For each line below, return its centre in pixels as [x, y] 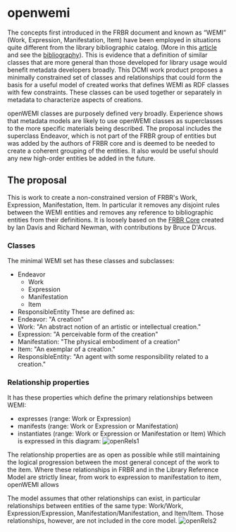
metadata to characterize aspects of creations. [75, 99]
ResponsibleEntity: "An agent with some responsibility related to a [113, 357]
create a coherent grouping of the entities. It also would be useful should [113, 151]
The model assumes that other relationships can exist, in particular [104, 498]
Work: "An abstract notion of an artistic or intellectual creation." [109, 327]
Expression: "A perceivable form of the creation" [88, 334]
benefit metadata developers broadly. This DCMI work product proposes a [115, 70]
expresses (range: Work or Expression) [74, 419]
